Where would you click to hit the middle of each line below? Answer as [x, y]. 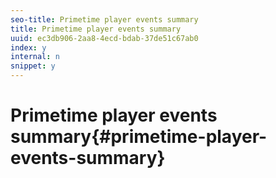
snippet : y [33, 66]
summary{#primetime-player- [139, 137]
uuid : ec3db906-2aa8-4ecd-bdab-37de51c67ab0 [104, 38]
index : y [28, 47]
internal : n [35, 57]
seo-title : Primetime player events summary [104, 19]
